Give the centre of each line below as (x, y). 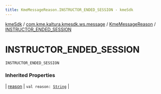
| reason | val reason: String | (37, 86)
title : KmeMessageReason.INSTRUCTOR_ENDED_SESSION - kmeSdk (69, 10)
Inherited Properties (30, 75)
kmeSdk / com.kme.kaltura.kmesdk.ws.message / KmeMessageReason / (80, 24)
